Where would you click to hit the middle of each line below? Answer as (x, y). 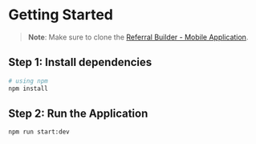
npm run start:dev (39, 132)
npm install (28, 88)
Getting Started (61, 15)
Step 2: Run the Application (78, 113)
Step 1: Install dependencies (80, 62)
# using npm (28, 81)
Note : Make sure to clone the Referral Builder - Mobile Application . (138, 37)
